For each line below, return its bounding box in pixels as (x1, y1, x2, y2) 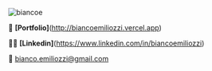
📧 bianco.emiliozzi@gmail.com (8, 54, 109, 63)
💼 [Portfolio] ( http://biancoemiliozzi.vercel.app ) (8, 23, 162, 32)
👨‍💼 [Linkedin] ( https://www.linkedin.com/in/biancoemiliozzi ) (8, 38, 205, 48)
